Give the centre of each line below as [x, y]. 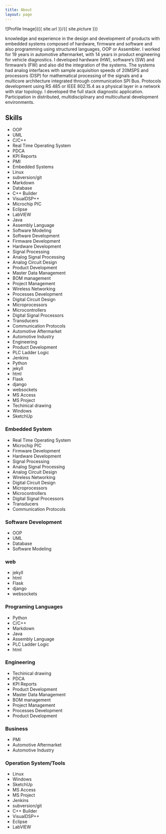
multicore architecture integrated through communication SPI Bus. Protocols [83, 81]
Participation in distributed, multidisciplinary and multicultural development [82, 97]
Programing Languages [34, 607]
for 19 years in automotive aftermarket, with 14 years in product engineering [83, 54]
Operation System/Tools [35, 763]
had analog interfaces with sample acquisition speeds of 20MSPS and [77, 70]
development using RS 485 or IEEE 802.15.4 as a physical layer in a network [83, 86]
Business [17, 729]
